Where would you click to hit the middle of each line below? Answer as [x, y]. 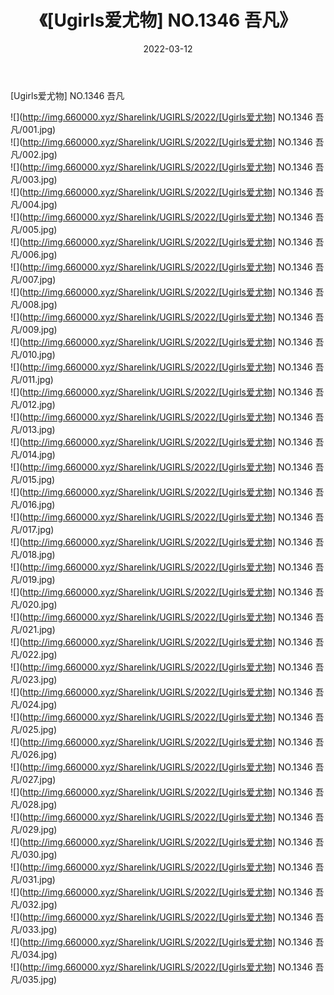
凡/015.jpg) [33, 479]
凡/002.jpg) [34, 154]
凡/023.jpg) [34, 679]
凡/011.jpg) [32, 379]
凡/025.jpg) [34, 729]
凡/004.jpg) [34, 204]
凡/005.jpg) [34, 229]
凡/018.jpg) [33, 554]
